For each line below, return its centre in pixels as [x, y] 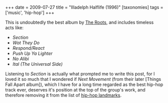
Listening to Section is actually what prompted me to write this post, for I [80, 74]
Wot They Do [26, 43]
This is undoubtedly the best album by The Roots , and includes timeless [79, 22]
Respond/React [28, 48]
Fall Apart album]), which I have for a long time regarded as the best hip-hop [84, 84]
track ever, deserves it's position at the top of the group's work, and [75, 90]
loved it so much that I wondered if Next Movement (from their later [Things [83, 79]
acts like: [14, 28]
